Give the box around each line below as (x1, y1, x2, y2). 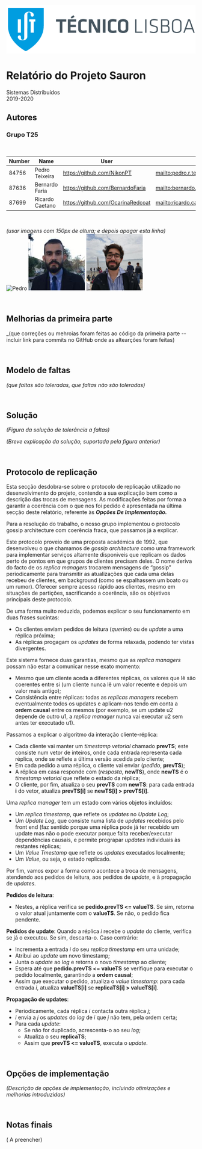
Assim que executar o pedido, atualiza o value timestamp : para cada (14, 977, 185, 985)
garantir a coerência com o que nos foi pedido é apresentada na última (6, 502, 182, 510)
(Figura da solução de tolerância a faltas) (6, 426, 110, 433)
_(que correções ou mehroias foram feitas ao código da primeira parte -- (6, 330, 186, 337)
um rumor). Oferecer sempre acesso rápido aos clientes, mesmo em (6, 583, 176, 590)
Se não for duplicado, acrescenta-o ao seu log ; (23, 1027, 141, 1034)
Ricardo (35, 196, 54, 203)
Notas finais (6, 1120, 53, 1130)
